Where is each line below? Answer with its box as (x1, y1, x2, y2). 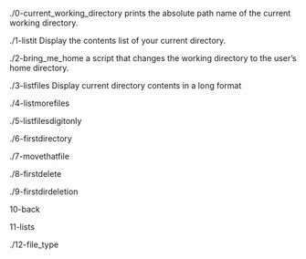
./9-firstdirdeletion (9, 186, 79, 197)
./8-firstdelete (9, 169, 62, 179)
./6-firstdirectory (9, 133, 73, 144)
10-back (9, 204, 41, 214)
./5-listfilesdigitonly (9, 116, 82, 126)
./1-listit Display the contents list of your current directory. (9, 36, 227, 46)
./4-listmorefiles (9, 98, 70, 109)
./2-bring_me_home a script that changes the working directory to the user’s (9, 53, 297, 63)
